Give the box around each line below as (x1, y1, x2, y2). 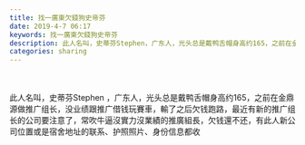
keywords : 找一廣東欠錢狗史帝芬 (9, 30, 118, 39)
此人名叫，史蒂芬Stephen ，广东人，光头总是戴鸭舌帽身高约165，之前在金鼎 (9, 92, 295, 103)
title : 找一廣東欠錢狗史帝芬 (9, 13, 106, 23)
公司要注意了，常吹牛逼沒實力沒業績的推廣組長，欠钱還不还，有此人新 (25, 115, 288, 126)
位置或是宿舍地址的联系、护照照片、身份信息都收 (16, 126, 201, 137)
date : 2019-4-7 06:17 (9, 22, 92, 31)
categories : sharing (9, 47, 88, 56)
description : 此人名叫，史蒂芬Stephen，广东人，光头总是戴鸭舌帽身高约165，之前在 (9, 38, 292, 48)
